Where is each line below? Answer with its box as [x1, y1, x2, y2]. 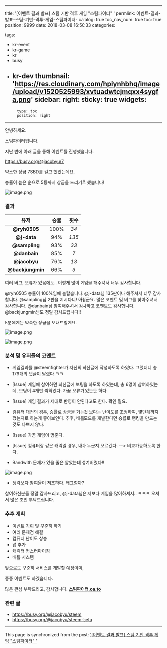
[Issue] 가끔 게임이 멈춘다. [12, 432, 64, 438]
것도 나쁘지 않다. [12, 421, 45, 427]
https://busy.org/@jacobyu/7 [5, 158, 64, 164]
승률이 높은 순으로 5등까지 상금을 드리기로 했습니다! [5, 179, 105, 185]
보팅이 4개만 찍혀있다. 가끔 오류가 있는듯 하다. [19, 388, 108, 394]
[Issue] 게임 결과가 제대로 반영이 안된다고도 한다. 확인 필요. [12, 398, 127, 404]
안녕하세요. [5, 127, 27, 133]
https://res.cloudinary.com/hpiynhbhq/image [14, 80, 160, 88]
